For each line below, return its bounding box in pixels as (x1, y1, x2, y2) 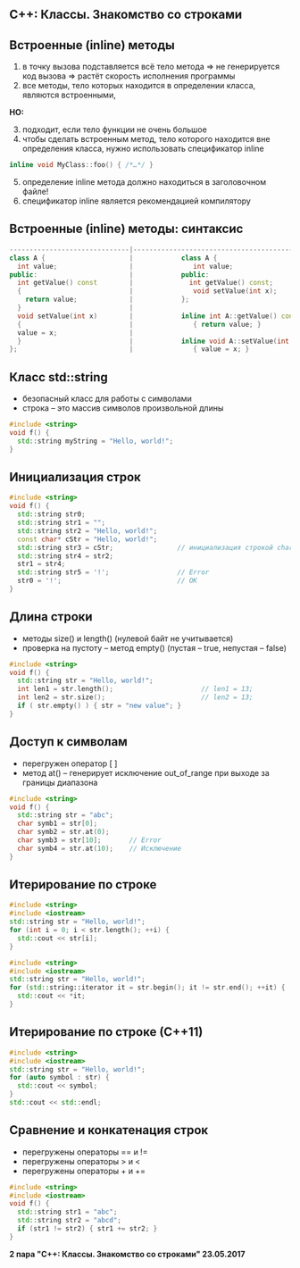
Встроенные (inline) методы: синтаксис (9, 221, 244, 237)
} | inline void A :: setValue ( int (17, 337, 290, 346)
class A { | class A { (9, 254, 218, 263)
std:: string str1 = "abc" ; (17, 1207, 118, 1217)
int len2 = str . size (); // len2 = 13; (17, 693, 254, 702)
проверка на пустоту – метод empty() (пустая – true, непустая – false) (21, 642, 287, 653)
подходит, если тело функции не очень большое (21, 124, 207, 135)
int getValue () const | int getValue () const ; (17, 279, 274, 288)
